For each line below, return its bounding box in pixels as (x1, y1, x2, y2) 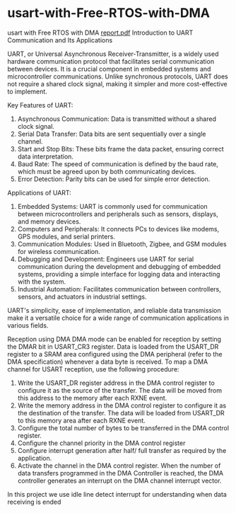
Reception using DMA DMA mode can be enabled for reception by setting (7, 335, 221, 343)
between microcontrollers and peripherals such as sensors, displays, (17, 209, 218, 218)
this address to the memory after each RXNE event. (17, 393, 167, 402)
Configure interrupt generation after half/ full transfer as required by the (17, 446, 227, 454)
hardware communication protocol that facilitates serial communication (7, 57, 214, 65)
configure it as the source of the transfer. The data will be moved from (17, 386, 223, 394)
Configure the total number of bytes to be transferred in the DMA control (17, 423, 230, 432)
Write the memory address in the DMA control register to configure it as (17, 401, 227, 410)
